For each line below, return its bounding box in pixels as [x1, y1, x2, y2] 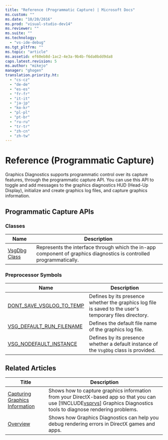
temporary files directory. [89, 312, 149, 319]
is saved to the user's [89, 306, 139, 313]
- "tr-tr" [9, 124, 30, 129]
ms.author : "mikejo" [5, 63, 48, 68]
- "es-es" [9, 86, 30, 92]
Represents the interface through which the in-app [36, 244, 156, 251]
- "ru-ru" [9, 119, 30, 124]
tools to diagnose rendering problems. [48, 406, 138, 413]
